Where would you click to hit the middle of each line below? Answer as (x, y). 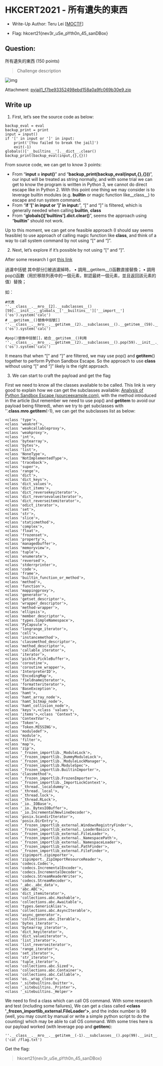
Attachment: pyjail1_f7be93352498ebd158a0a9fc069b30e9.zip (68, 89)
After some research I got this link (39, 259)
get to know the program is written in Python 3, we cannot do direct (80, 184)
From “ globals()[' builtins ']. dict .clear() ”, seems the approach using (79, 216)
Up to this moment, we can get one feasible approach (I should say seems (79, 230)
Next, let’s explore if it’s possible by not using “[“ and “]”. (68, 250)
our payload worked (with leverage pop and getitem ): (59, 1027)
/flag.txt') (30, 1040)
